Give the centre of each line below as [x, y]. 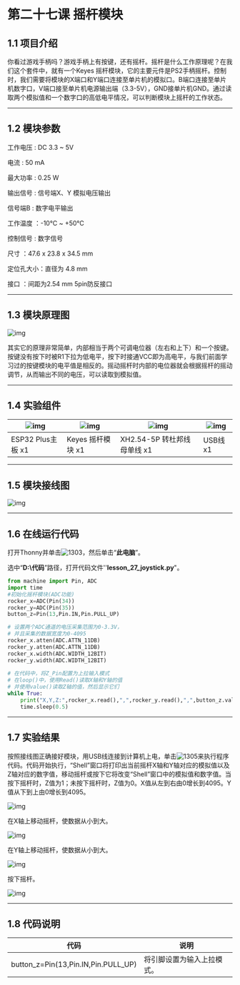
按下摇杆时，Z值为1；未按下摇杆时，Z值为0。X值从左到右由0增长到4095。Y [119, 783]
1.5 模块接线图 [39, 485]
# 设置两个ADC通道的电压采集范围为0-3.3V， [65, 627]
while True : [25, 694]
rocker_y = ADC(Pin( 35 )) [41, 607]
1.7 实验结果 [34, 738]
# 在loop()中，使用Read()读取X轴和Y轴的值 [65, 680]
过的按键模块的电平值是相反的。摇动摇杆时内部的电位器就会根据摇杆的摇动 [123, 365]
